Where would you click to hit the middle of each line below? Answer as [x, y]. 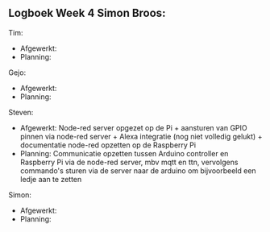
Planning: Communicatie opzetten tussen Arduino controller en [124, 153]
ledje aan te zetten [51, 179]
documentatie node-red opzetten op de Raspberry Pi [108, 145]
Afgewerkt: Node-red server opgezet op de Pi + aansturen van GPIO [133, 127]
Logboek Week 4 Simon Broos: [87, 13]
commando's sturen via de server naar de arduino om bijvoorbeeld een [138, 170]
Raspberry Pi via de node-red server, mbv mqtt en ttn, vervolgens [129, 162]
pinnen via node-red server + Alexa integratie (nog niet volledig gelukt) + [141, 136]
